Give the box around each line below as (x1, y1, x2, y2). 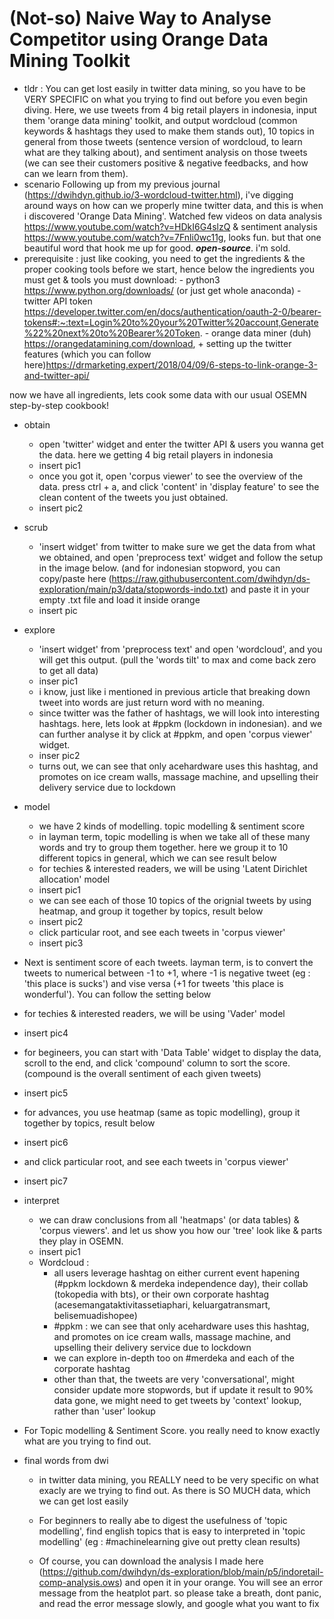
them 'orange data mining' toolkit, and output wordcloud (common (23, 114, 298, 126)
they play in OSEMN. (38, 1235, 124, 1247)
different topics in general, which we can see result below (38, 852, 277, 864)
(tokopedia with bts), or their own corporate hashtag (53, 1288, 270, 1300)
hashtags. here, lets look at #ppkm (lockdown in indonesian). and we (38, 717, 323, 729)
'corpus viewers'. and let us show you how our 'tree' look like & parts (38, 1224, 323, 1236)
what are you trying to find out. (23, 1435, 152, 1447)
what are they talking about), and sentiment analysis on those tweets (23, 146, 308, 158)
